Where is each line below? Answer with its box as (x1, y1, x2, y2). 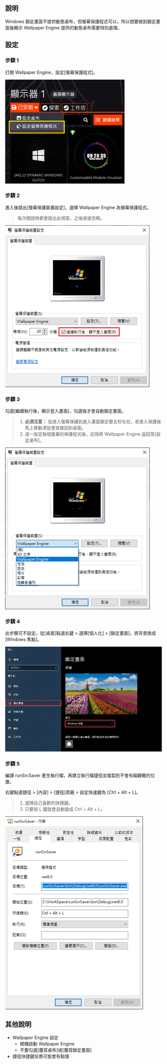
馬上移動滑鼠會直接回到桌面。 (24, 425, 86, 431)
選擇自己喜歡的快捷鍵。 (24, 800, 73, 806)
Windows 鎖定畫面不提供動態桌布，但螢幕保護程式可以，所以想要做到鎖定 (5, 18, 156, 24)
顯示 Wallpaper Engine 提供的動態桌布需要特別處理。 (13, 24, 122, 30)
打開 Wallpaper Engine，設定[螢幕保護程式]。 (5, 69, 98, 75)
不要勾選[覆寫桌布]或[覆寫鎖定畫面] (19, 1047, 92, 1053)
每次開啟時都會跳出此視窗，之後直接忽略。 (17, 215, 105, 221)
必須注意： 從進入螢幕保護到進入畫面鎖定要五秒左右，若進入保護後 (24, 418, 162, 425)
